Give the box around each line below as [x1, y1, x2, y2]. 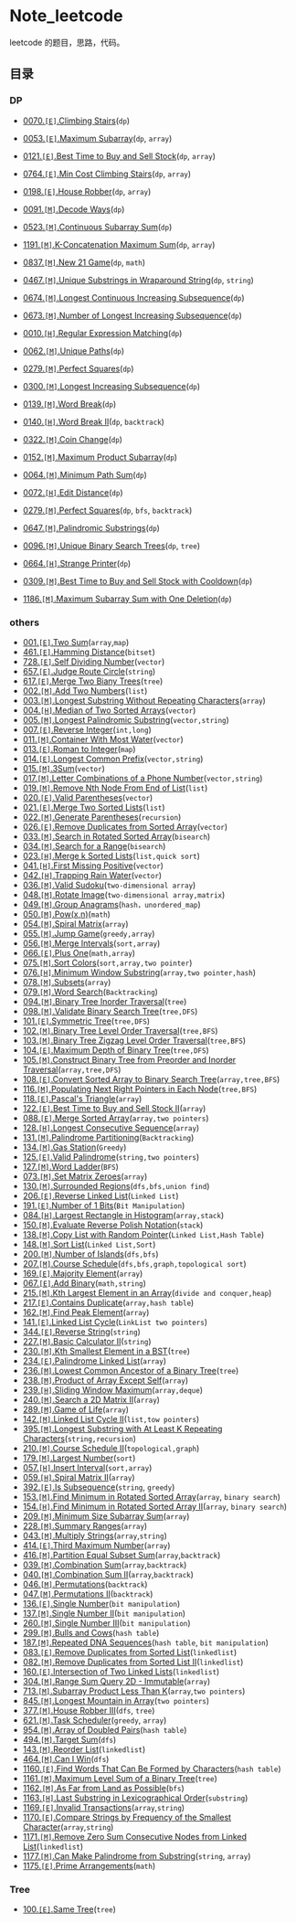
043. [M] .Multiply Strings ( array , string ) [22, 1530, 167, 1541]
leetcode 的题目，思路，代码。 [9, 37, 125, 48]
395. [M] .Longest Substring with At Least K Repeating [22, 1423, 223, 1434]
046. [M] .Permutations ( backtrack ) [22, 1578, 148, 1589]
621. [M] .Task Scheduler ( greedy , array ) [22, 1715, 167, 1726]
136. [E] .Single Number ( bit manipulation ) [22, 1598, 181, 1609]
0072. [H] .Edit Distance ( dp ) [22, 486, 123, 498]
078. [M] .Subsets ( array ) [22, 976, 111, 987]
